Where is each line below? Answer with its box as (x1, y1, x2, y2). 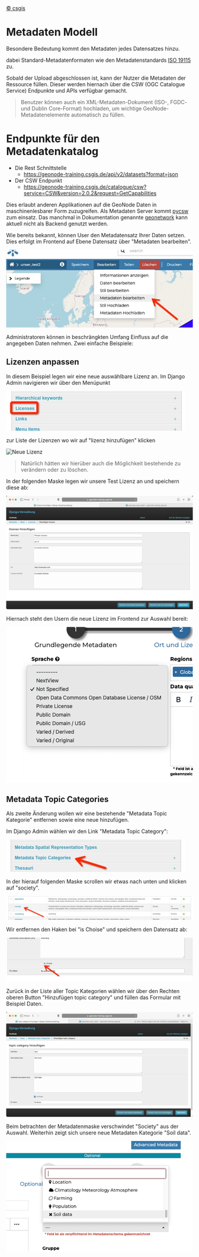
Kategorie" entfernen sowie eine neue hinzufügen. (6, 816, 129, 823)
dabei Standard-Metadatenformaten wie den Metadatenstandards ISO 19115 (6, 56, 191, 64)
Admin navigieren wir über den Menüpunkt (6, 379, 111, 386)
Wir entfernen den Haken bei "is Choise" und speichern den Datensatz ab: (6, 926, 188, 933)
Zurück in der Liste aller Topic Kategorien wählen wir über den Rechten (6, 988, 180, 995)
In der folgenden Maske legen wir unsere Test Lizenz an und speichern (6, 477, 179, 485)
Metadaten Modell (6, 26, 98, 39)
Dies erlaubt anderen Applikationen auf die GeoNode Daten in (6, 201, 157, 208)
